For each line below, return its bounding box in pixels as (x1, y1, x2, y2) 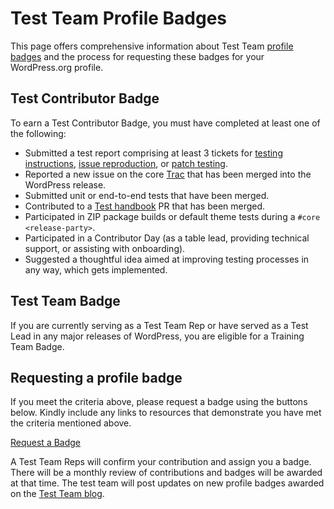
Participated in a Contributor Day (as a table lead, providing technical (24, 232, 310, 244)
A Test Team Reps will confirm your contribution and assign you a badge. (10, 456, 312, 468)
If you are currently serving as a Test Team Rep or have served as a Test (10, 319, 309, 331)
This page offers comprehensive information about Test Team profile (10, 40, 294, 52)
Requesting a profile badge (10, 369, 183, 386)
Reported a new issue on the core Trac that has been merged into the (24, 168, 312, 180)
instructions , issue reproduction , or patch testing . (24, 157, 228, 169)
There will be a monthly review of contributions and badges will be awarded (10, 467, 323, 479)
